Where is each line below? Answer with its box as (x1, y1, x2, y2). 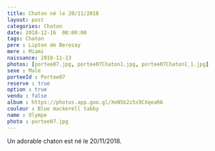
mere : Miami (7, 49, 44, 55)
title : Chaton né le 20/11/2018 (7, 10, 99, 17)
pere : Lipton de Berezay (7, 42, 81, 49)
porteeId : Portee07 (7, 73, 66, 81)
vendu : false (7, 93, 48, 100)
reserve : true (7, 80, 51, 87)
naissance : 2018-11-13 (7, 55, 72, 61)
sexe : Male (7, 67, 41, 74)
